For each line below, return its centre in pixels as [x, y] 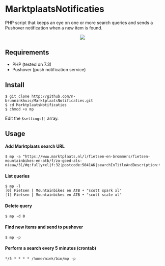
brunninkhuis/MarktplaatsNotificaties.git [49, 101]
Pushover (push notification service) [49, 69]
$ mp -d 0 [15, 216]
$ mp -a [13, 157]
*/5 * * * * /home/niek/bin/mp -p [41, 259]
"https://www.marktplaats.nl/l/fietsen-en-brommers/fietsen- [87, 157]
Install [15, 85]
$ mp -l [13, 186]
